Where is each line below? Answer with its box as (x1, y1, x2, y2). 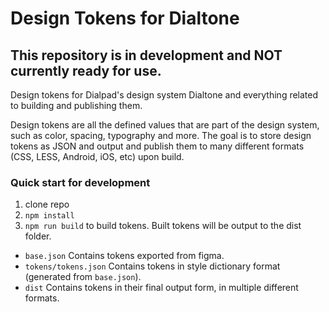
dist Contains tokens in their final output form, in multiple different (24, 282, 299, 294)
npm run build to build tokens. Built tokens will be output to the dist (24, 220, 302, 232)
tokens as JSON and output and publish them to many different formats (10, 140, 305, 152)
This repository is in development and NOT (10, 47, 283, 64)
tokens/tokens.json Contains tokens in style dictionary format (24, 260, 281, 272)
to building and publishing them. (10, 100, 143, 111)
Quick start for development (10, 175, 151, 189)
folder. (24, 230, 52, 242)
